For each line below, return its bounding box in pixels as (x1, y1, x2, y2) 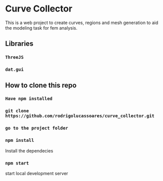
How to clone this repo (5, 81, 76, 89)
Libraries (5, 40, 33, 48)
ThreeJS (5, 55, 24, 60)
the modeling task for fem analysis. (5, 25, 77, 31)
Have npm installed (5, 96, 52, 102)
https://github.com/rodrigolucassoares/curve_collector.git (5, 113, 155, 119)
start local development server (5, 170, 68, 176)
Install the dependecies (5, 147, 53, 153)
